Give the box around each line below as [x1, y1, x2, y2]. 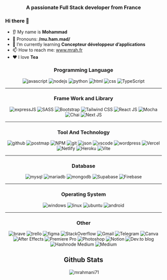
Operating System [61, 191, 106, 198]
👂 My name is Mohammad [12, 29, 68, 35]
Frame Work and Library [54, 95, 113, 102]
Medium [77, 241, 94, 247]
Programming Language [54, 67, 113, 74]
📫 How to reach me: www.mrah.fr [12, 47, 83, 53]
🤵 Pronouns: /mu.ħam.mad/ [12, 36, 71, 42]
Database [72, 162, 95, 169]
